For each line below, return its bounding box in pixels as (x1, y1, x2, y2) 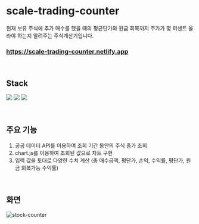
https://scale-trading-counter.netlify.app (6, 47, 129, 55)
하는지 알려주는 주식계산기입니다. (17, 32, 94, 39)
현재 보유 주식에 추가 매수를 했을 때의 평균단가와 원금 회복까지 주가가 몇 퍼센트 (6, 24, 188, 32)
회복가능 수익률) (21, 164, 58, 171)
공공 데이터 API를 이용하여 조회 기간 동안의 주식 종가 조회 (14, 142, 147, 149)
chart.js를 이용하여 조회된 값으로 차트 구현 (14, 149, 113, 156)
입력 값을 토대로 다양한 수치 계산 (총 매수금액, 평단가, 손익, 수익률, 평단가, (14, 157, 185, 164)
